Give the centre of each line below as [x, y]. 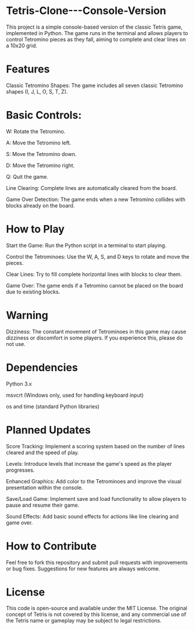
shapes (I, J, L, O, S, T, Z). [37, 91]
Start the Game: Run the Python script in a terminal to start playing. [86, 245]
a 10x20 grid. [22, 46]
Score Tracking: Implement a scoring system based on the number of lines [95, 446]
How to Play [36, 229]
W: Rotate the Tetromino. [36, 131]
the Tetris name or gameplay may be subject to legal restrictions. [84, 621]
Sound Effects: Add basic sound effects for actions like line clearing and [93, 516]
